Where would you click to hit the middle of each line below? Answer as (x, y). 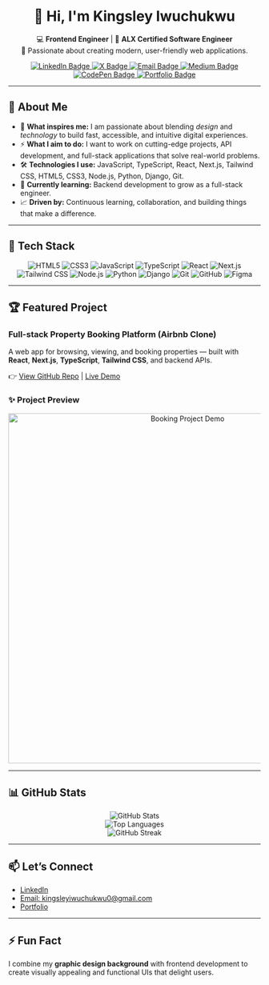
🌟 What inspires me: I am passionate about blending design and (126, 126)
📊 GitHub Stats (47, 793)
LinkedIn (34, 890)
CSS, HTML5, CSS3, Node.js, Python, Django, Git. (102, 176)
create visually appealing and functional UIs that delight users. (111, 972)
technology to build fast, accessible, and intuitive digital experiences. (134, 134)
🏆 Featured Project (58, 307)
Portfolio (34, 907)
